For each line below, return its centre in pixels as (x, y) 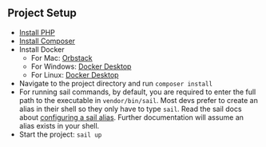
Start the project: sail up (60, 134)
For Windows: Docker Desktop (81, 66)
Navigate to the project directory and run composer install (116, 83)
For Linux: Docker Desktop (75, 74)
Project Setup (42, 13)
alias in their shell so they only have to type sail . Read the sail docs (130, 109)
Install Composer (47, 41)
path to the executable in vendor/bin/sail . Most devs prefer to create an (139, 100)
